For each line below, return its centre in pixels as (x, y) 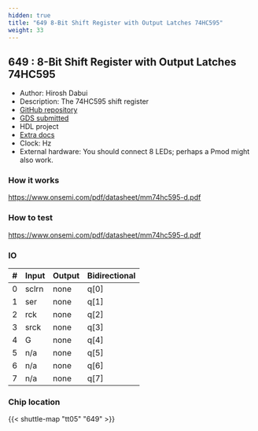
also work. (36, 160)
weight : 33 (26, 30)
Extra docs (37, 135)
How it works (34, 180)
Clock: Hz (35, 143)
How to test (31, 218)
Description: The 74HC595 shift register (84, 101)
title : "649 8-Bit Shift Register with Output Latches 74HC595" (116, 23)
